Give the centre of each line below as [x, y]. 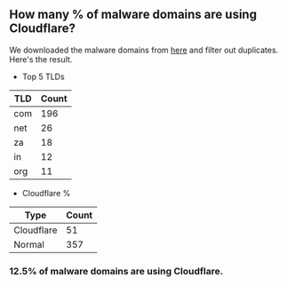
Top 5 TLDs [43, 76]
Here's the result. [41, 59]
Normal [29, 244]
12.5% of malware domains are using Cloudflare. [116, 271]
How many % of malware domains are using [133, 15]
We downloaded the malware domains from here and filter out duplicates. [144, 50]
